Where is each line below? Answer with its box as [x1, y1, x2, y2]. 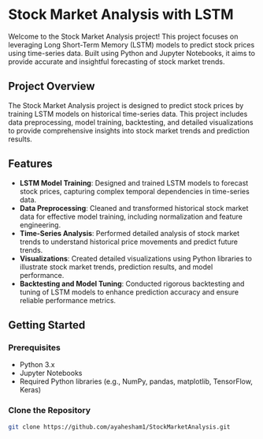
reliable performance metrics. [19, 295, 117, 305]
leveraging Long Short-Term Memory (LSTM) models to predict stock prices [8, 39, 255, 49]
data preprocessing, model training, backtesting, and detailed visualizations [8, 117, 254, 127]
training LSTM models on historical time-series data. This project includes [8, 109, 248, 118]
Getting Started [8, 318, 86, 332]
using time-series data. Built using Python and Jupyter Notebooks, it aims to [8, 48, 256, 58]
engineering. [19, 219, 61, 230]
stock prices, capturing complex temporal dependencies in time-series [19, 186, 250, 196]
